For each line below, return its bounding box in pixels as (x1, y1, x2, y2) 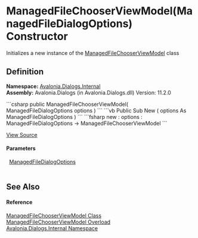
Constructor (6, 30, 69, 43)
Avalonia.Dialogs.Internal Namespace (6, 224, 98, 231)
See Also (6, 182, 40, 192)
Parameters (6, 145, 36, 152)
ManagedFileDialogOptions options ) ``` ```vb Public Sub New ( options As (6, 106, 187, 114)
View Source (6, 131, 38, 138)
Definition (6, 67, 44, 77)
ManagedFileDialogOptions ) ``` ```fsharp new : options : (6, 113, 143, 120)
